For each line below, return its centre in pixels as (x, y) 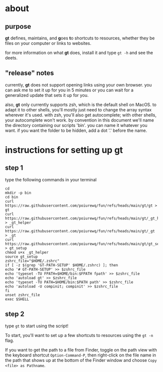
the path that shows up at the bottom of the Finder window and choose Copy (81, 360)
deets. (11, 58)
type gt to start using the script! (37, 326)
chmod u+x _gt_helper (27, 252)
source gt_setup (21, 257)
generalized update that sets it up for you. (47, 95)
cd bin (12, 197)
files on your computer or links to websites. (48, 43)
